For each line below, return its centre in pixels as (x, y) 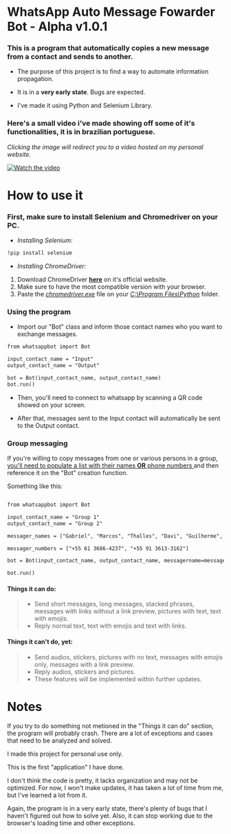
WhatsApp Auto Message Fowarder (111, 12)
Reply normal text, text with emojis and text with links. (110, 626)
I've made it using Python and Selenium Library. (85, 106)
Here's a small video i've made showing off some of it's (101, 123)
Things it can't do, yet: (40, 642)
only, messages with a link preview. (84, 664)
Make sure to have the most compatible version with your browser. (111, 287)
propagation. (35, 79)
